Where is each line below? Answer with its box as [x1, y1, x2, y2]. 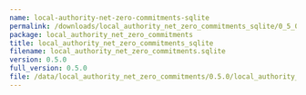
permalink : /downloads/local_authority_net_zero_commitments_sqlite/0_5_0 [9, 22, 300, 31]
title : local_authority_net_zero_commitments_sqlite [9, 38, 214, 48]
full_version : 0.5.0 [9, 64, 88, 73]
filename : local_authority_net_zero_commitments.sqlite [9, 47, 226, 56]
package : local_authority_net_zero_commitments [9, 30, 194, 39]
